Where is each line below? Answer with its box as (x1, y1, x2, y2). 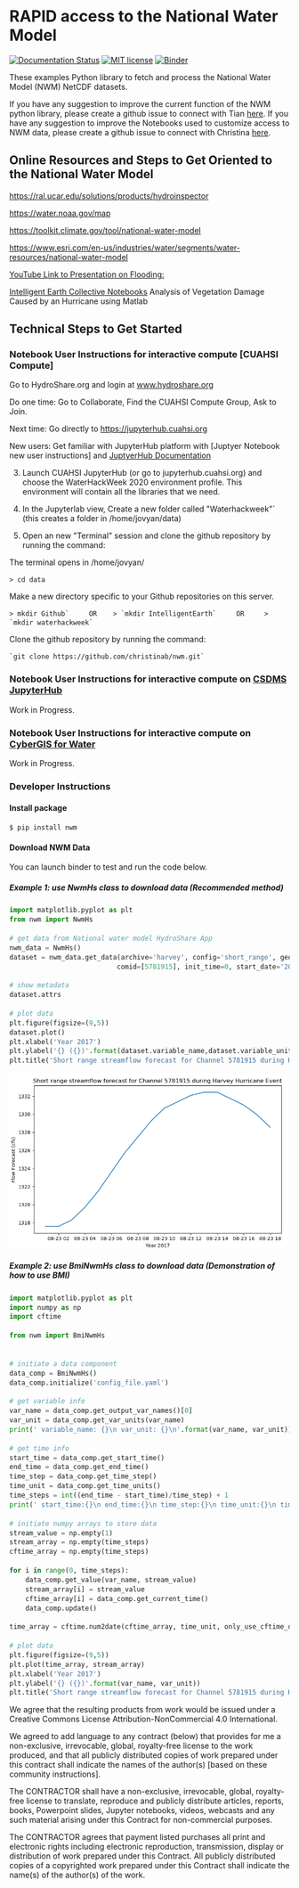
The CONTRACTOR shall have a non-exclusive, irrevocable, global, (9, 1786, 255, 1797)
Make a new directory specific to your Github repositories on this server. (9, 591, 274, 602)
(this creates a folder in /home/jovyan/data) (21, 513, 182, 524)
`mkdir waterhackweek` (9, 618, 93, 627)
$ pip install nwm (9, 823, 77, 832)
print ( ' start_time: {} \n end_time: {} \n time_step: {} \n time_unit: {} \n (9, 1500, 277, 1509)
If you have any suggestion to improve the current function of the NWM (9, 98, 271, 109)
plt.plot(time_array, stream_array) (9, 1660, 145, 1669)
